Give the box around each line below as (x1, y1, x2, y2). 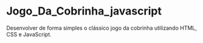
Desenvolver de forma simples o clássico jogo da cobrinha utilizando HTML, (6, 24, 198, 31)
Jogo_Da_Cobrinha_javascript (6, 4, 162, 18)
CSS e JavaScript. (6, 30, 52, 38)
